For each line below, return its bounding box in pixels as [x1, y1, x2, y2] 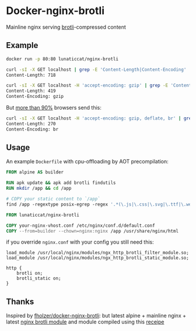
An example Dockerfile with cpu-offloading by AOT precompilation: [6, 158, 169, 165]
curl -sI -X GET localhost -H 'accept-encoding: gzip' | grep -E [6, 83, 168, 88]
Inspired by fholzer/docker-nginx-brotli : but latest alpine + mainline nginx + [6, 312, 187, 319]
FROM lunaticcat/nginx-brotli [6, 212, 80, 218]
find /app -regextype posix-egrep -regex [6, 201, 108, 207]
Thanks [6, 296, 34, 306]
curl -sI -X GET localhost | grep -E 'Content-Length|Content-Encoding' [6, 66, 187, 73]
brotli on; [16, 271, 43, 277]
